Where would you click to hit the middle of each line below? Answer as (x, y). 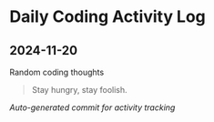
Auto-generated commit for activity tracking (92, 107)
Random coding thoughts (57, 72)
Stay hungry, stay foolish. (79, 90)
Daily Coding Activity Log (108, 17)
